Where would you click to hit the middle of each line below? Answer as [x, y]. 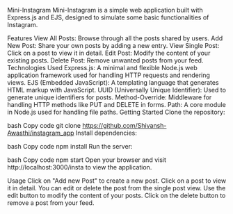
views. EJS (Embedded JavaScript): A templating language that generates [113, 82]
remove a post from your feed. [51, 203]
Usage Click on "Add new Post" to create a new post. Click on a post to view [117, 181]
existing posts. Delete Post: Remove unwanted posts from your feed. [105, 60]
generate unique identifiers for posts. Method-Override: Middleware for [110, 97]
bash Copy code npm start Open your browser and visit [87, 160]
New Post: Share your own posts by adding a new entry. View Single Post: [113, 46]
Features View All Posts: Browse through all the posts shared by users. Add [115, 38]
